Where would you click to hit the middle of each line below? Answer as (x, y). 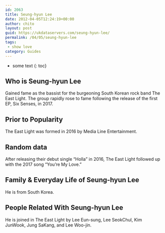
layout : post (19, 28)
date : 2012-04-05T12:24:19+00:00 (40, 19)
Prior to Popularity (34, 119)
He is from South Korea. (30, 192)
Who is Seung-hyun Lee (43, 81)
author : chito (20, 24)
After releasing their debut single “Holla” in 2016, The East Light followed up (83, 159)
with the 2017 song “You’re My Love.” (43, 164)
